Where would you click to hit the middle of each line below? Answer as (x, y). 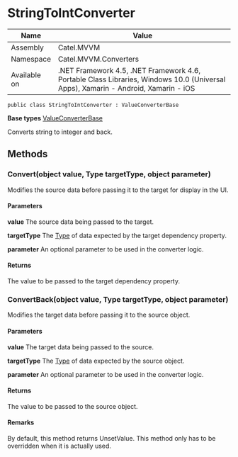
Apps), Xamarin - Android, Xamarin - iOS (126, 88)
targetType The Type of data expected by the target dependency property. (117, 235)
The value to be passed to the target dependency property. (94, 281)
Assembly (28, 47)
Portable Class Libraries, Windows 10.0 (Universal (142, 79)
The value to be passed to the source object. (73, 406)
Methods (28, 154)
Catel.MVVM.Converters (98, 59)
